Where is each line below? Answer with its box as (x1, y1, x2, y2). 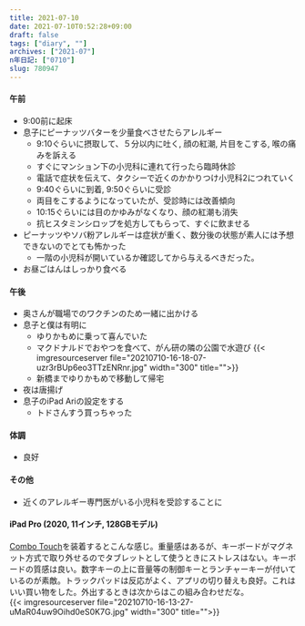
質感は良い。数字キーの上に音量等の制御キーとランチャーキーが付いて (33, 563, 297, 574)
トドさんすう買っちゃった (36, 407, 133, 418)
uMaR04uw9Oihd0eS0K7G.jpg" (9, 606, 129, 617)
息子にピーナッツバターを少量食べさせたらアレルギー (22, 127, 223, 138)
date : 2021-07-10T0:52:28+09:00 (9, 22, 132, 31)
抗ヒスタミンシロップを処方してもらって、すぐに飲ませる (36, 218, 250, 229)
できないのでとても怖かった (22, 241, 127, 251)
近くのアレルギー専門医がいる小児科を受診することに (22, 496, 223, 507)
